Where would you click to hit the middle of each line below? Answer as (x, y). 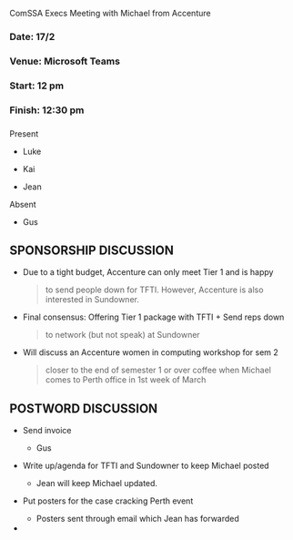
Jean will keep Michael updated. (96, 484)
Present (24, 133)
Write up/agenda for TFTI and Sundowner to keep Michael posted (146, 466)
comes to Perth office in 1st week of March (126, 380)
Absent (23, 204)
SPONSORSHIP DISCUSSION (92, 250)
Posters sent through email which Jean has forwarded (137, 519)
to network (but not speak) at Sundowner (122, 335)
